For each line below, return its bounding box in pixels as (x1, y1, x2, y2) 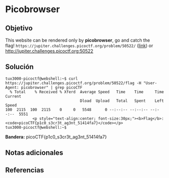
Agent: (5, 85, 19, 90)
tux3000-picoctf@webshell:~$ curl (5, 76, 78, 81)
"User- (143, 80, 157, 86)
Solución (5, 62, 34, 72)
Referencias (5, 166, 45, 174)
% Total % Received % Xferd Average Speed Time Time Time (10, 89, 164, 94)
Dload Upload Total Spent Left (80, 98, 164, 103)
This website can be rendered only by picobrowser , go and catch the (5, 37, 150, 43)
